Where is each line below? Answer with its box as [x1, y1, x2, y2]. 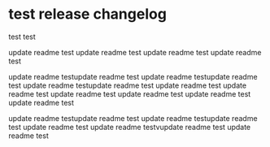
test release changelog [8, 5, 167, 24]
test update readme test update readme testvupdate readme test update [8, 122, 251, 132]
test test [8, 32, 37, 41]
